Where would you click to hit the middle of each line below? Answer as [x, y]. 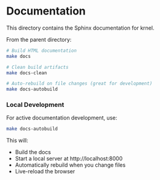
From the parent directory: [39, 39]
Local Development [35, 105]
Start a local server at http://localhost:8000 [69, 159]
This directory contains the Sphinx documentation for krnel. [80, 28]
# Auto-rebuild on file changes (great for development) [79, 84]
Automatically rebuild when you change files [70, 165]
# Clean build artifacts [37, 67]
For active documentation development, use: [62, 118]
